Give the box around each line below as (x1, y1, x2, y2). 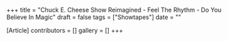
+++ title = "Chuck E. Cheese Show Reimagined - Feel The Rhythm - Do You (6, 6, 222, 14)
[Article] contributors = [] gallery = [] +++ (6, 27, 124, 34)
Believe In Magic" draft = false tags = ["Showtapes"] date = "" (6, 13, 181, 21)
